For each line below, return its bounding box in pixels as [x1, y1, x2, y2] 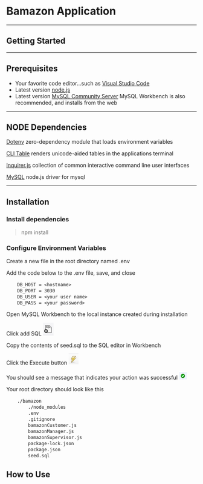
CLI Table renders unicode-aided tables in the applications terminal [6, 150, 174, 157]
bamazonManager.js [28, 429, 74, 435]
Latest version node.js [14, 86, 71, 93]
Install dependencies [6, 215, 69, 223]
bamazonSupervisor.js [28, 435, 83, 441]
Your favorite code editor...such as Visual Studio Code [14, 79, 150, 87]
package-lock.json [28, 441, 74, 447]
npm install [21, 229, 49, 236]
